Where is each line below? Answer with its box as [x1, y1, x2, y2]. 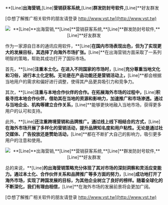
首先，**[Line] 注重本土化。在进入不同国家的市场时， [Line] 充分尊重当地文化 [5, 66, 160, 72]
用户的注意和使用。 [5, 137, 45, 143]
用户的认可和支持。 [5, 108, 45, 114]
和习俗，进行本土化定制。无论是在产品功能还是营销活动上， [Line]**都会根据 [5, 72, 161, 78]
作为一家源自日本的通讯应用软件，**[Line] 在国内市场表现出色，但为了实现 [5, 43, 157, 49]
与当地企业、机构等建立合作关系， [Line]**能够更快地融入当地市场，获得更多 [5, 102, 161, 107]
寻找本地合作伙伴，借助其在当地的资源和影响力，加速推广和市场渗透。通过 [9, 95, 163, 101]
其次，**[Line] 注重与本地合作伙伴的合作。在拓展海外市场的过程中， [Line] [5, 89, 156, 95]
